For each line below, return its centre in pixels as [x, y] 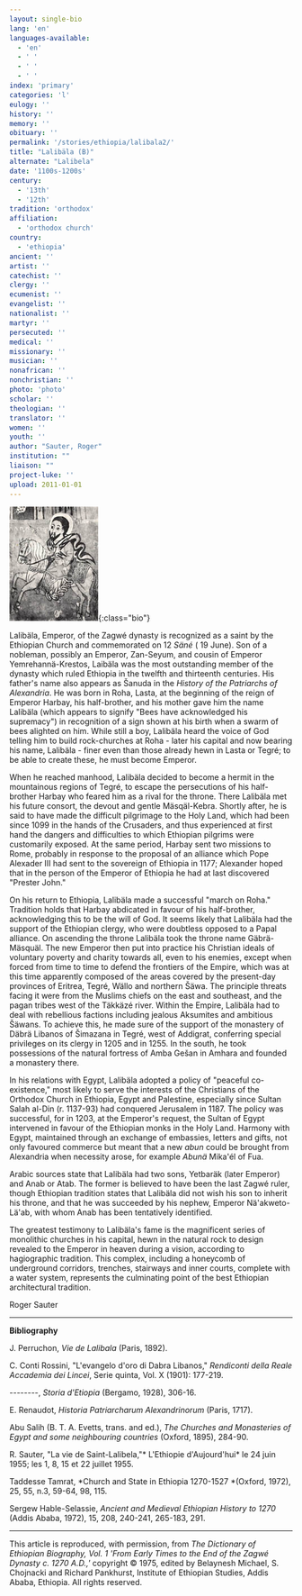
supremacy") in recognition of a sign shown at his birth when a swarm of [144, 721]
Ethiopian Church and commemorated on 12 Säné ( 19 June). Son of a [138, 645]
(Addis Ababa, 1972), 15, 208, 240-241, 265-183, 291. [107, 1518]
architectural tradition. [50, 1287]
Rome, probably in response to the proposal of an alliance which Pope [139, 853]
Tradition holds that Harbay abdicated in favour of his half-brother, [132, 909]
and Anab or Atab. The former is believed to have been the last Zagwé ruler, [150, 1183]
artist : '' [30, 266]
